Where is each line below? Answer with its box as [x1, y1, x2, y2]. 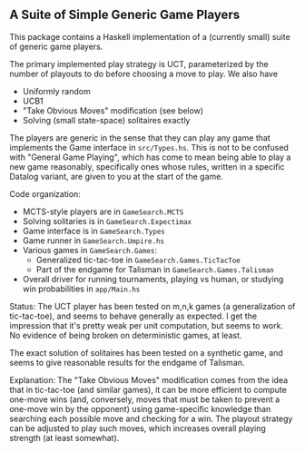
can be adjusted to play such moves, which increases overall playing [9, 422, 266, 434]
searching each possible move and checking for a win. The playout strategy [9, 413, 293, 424]
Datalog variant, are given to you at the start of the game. [9, 171, 224, 182]
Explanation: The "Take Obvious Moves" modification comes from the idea [9, 374, 289, 385]
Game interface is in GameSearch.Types [22, 225, 166, 236]
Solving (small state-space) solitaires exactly [22, 114, 191, 125]
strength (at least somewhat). [9, 432, 120, 443]
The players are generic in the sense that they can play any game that [9, 132, 271, 143]
